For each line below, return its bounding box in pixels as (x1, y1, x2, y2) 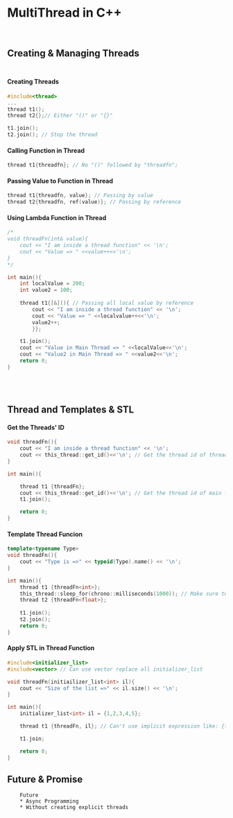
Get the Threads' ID (7, 423, 64, 431)
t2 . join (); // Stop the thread (7, 131, 98, 138)
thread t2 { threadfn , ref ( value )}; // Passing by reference (7, 199, 182, 206)
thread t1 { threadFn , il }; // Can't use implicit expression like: (19, 723, 218, 730)
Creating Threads (7, 78, 59, 86)
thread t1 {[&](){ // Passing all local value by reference (19, 300, 194, 307)
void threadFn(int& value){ (7, 235, 89, 242)
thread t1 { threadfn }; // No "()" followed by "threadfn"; (7, 162, 178, 169)
